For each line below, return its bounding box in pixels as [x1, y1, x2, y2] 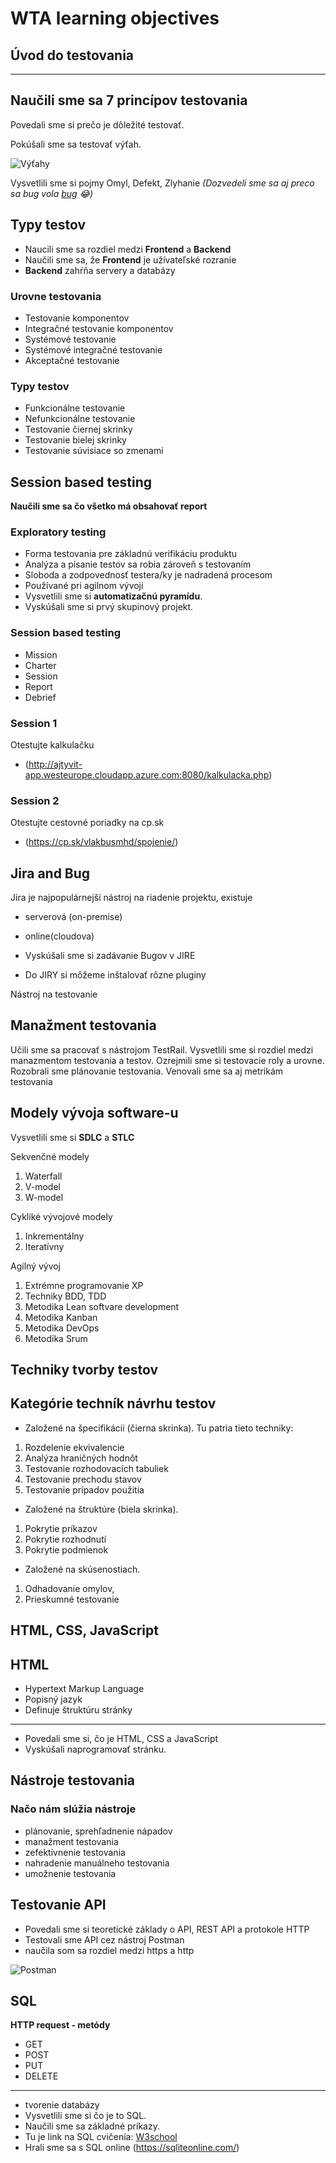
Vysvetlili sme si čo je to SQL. [24, 2110, 147, 2122]
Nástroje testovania [10, 1772, 136, 1789]
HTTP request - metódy [10, 2019, 111, 2031]
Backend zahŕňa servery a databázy [24, 264, 176, 276]
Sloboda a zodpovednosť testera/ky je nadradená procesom [24, 569, 273, 581]
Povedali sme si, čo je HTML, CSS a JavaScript [24, 1733, 219, 1745]
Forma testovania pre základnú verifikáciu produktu [24, 548, 238, 560]
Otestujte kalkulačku [10, 738, 95, 751]
